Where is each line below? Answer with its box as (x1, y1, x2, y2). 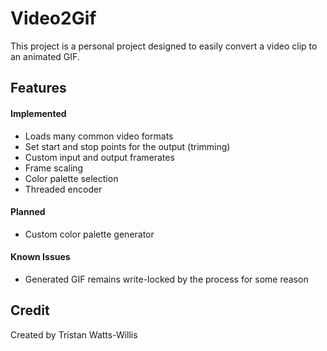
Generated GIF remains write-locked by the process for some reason (24, 273, 309, 285)
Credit (10, 302, 50, 319)
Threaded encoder (24, 183, 103, 195)
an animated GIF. (10, 50, 80, 62)
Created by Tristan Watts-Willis (10, 328, 138, 341)
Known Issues (10, 251, 71, 263)
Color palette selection (24, 172, 119, 184)
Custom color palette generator (24, 228, 155, 240)
